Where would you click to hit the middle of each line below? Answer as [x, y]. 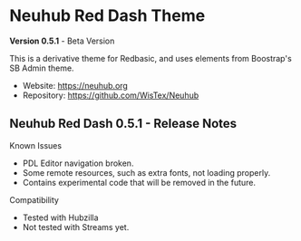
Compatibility [34, 199]
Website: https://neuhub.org [75, 85]
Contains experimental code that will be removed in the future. [139, 182]
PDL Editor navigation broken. [78, 163]
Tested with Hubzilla [60, 217]
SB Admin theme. [42, 68]
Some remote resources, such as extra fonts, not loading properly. [146, 172]
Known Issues [35, 145]
